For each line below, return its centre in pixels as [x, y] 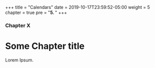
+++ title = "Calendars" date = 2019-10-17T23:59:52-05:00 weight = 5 [77, 7]
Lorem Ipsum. [19, 60]
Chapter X [18, 25]
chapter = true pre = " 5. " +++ [36, 12]
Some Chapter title [45, 46]
